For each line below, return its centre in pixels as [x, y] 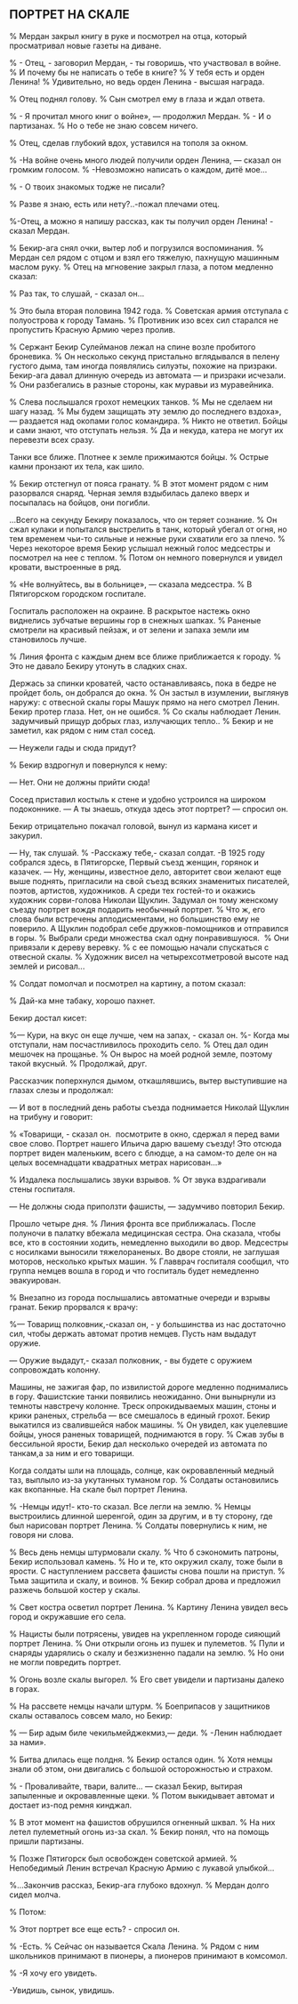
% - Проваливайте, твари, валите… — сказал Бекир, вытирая [126, 1786]
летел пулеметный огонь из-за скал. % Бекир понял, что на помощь [139, 1831]
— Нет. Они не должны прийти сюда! [80, 782]
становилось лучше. [48, 639]
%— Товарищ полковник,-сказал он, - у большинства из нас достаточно [148, 1324]
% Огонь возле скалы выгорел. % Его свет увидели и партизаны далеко [147, 1679]
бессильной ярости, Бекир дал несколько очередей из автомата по [138, 1444]
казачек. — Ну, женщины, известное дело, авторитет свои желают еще [145, 872]
